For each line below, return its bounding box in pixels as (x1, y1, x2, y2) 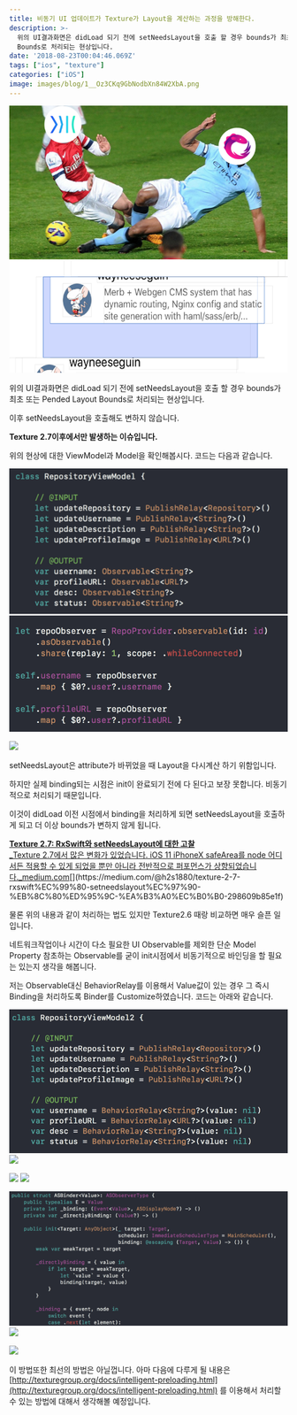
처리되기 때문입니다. (32, 789, 102, 800)
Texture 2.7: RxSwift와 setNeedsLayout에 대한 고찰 (9, 838, 195, 849)
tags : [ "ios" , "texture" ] (9, 61, 104, 70)
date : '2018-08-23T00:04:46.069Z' (9, 51, 137, 61)
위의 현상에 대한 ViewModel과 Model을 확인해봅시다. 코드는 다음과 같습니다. (9, 450, 273, 461)
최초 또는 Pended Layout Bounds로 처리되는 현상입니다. (9, 394, 205, 404)
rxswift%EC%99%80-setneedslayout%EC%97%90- (9, 881, 202, 892)
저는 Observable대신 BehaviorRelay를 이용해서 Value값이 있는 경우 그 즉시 (9, 980, 270, 990)
